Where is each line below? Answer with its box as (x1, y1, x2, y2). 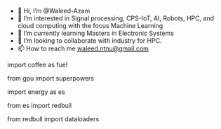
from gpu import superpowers (7, 74, 95, 82)
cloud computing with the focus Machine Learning (17, 22, 163, 29)
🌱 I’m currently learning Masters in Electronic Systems (17, 29, 174, 37)
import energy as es (7, 88, 65, 96)
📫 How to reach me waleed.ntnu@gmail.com (17, 44, 149, 53)
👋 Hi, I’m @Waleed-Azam (17, 7, 91, 15)
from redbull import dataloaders (7, 115, 100, 123)
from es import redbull (7, 102, 72, 109)
